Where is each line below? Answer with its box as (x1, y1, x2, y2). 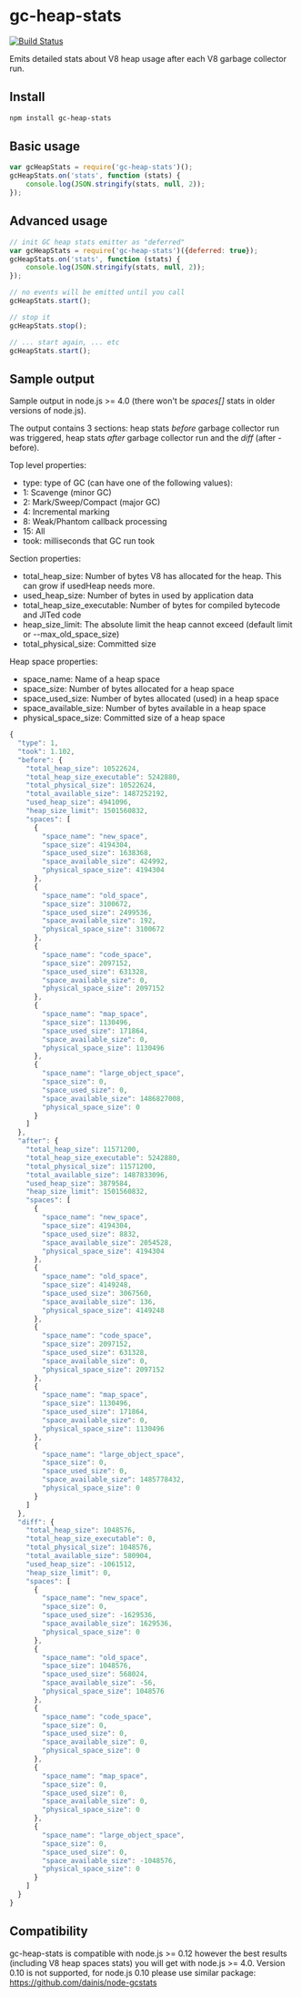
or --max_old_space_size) (22, 629, 120, 640)
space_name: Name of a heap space (22, 674, 161, 685)
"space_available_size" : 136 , (42, 1297, 156, 1307)
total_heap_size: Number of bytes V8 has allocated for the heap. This (22, 571, 282, 582)
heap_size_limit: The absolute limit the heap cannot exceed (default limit (22, 619, 293, 630)
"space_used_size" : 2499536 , (42, 908, 153, 917)
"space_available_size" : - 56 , (42, 1678, 156, 1687)
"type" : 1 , (17, 739, 59, 748)
